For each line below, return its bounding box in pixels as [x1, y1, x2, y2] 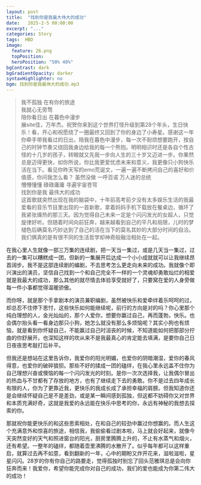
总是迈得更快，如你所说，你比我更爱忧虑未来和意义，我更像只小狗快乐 [20, 158, 194, 166]
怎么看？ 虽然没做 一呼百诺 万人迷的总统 [52, 173, 151, 181]
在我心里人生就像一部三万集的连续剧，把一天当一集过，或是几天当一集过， [6, 247, 190, 253]
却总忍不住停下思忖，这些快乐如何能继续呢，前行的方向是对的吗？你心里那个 [6, 304, 195, 311]
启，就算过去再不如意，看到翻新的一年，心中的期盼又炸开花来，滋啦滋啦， [6, 450, 190, 457]
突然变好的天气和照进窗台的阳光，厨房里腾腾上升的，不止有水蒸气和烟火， [11, 435, 195, 442]
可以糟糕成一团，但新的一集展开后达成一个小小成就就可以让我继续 [26, 254, 190, 261]
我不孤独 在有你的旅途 [20, 98, 75, 106]
